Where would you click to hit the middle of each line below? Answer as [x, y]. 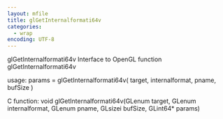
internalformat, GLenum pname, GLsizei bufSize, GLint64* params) [104, 109]
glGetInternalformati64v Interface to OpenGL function [85, 59]
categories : [24, 26]
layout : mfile [28, 14]
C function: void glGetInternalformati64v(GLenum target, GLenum [102, 101]
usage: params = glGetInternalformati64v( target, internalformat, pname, [112, 80]
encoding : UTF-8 [31, 40]
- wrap [23, 33]
